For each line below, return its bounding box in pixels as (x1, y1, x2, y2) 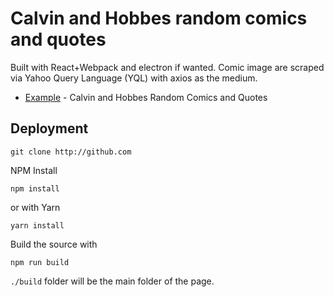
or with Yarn (10, 201, 61, 213)
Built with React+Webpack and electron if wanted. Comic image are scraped (10, 61, 325, 73)
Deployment (10, 120, 89, 137)
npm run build (10, 257, 70, 267)
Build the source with (10, 238, 98, 250)
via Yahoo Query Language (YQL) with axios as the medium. (10, 72, 258, 84)
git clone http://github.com (10, 147, 132, 157)
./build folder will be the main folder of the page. (10, 275, 215, 287)
